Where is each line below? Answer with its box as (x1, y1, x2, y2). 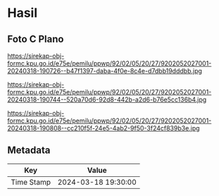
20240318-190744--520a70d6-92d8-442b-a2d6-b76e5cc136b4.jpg (7, 95, 207, 104)
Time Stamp (11, 177, 51, 187)
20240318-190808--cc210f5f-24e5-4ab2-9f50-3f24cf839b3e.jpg (7, 124, 200, 132)
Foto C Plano (7, 33, 64, 45)
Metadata (7, 145, 51, 157)
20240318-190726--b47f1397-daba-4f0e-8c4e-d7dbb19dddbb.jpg (7, 67, 203, 75)
